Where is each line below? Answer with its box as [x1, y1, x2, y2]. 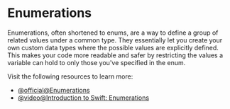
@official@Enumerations [17, 86, 90, 94]
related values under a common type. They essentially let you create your [7, 35, 223, 44]
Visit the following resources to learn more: [7, 72, 133, 81]
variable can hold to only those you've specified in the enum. [7, 58, 186, 67]
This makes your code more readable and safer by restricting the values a [7, 51, 224, 59]
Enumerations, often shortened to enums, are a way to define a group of [7, 28, 219, 37]
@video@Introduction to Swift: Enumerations [17, 93, 150, 102]
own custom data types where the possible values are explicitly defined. [7, 43, 219, 52]
